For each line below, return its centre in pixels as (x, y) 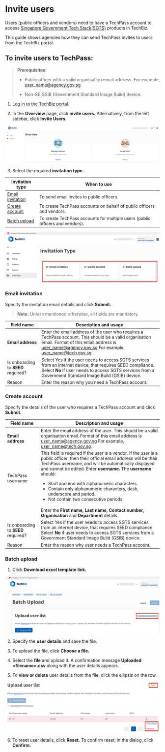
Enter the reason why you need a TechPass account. (94, 382)
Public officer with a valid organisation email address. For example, (92, 79)
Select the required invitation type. (48, 171)
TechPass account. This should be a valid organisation (96, 337)
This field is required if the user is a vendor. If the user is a (99, 453)
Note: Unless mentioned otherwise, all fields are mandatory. (78, 314)
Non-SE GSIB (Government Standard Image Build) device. (83, 94)
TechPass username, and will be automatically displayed (98, 463)
